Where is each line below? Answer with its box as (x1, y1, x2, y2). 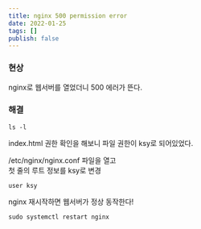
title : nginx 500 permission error (8, 11, 128, 20)
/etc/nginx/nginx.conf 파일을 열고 (8, 155, 117, 165)
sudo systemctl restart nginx (8, 213, 110, 221)
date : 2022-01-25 (8, 19, 67, 27)
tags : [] (8, 27, 38, 35)
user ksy (8, 181, 38, 189)
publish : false (8, 34, 59, 43)
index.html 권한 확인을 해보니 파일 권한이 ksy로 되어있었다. (8, 138, 194, 148)
